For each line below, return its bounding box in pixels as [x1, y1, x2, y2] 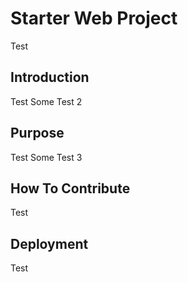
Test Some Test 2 [10, 95, 83, 107]
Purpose [10, 125, 65, 142]
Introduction [10, 69, 90, 86]
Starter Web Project [10, 7, 178, 30]
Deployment [10, 235, 89, 252]
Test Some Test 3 [10, 151, 83, 163]
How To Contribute [10, 180, 131, 197]
